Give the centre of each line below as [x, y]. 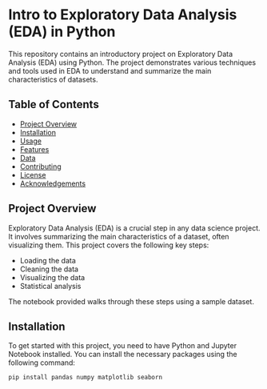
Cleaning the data [49, 269]
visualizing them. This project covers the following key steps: [109, 245]
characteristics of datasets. [53, 79]
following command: [42, 363]
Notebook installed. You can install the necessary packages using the [123, 355]
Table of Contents [54, 104]
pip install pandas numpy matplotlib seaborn [85, 378]
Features [34, 149]
